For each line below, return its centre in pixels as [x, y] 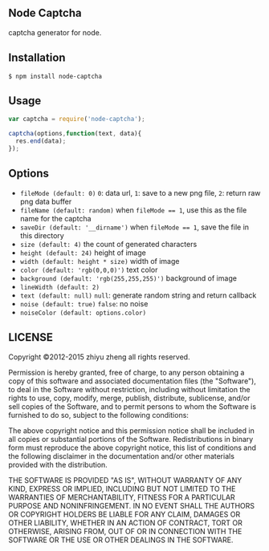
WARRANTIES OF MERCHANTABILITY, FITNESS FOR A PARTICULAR [122, 497]
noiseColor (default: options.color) [83, 313]
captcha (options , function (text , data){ [75, 134]
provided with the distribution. [58, 464]
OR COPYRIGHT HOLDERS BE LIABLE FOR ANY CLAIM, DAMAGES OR [124, 514]
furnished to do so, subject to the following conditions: [98, 415]
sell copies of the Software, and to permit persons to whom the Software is [132, 406]
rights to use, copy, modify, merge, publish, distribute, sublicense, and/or [129, 398]
